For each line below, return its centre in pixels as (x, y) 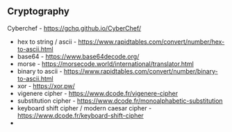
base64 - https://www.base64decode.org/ (78, 56)
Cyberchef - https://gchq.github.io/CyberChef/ (74, 28)
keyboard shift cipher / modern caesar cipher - (84, 108)
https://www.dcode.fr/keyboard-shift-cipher (80, 115)
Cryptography (38, 11)
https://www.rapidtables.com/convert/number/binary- (141, 71)
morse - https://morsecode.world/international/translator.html (106, 64)
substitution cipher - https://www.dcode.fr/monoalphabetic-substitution (120, 101)
